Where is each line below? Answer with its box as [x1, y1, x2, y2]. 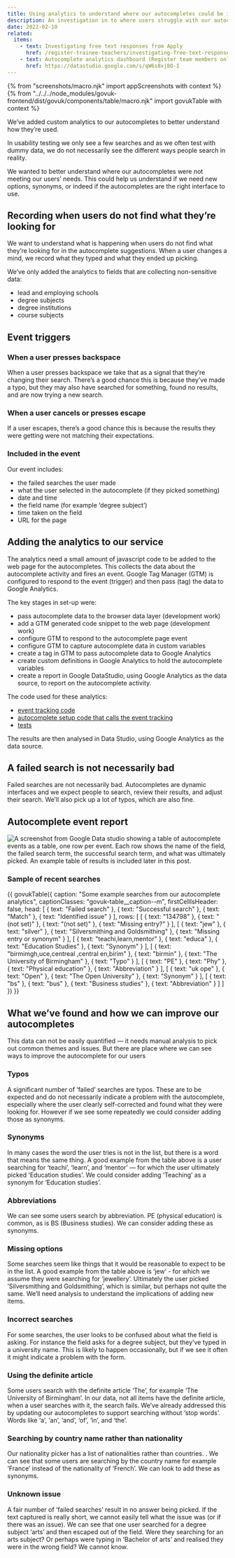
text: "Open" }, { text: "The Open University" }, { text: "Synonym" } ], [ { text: [7, 972, 227, 980]
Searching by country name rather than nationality [7, 1433, 183, 1443]
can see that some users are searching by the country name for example [7, 1457, 217, 1465]
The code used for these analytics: [7, 692, 108, 701]
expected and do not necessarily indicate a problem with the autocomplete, [7, 1093, 225, 1101]
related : [7, 29, 33, 37]
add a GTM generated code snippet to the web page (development [17, 619, 211, 627]
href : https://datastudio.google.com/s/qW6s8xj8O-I [25, 62, 180, 69]
